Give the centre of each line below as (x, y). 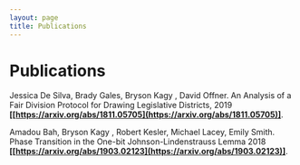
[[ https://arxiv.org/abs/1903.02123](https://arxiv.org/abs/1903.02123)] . (149, 151)
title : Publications (48, 26)
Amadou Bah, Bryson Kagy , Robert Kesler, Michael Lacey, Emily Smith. (142, 133)
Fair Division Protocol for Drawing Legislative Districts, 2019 (121, 105)
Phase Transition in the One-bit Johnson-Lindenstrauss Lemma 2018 (138, 142)
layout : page (34, 18)
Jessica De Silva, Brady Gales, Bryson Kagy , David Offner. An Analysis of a (150, 96)
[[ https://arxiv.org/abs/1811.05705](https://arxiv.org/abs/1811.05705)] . (146, 115)
